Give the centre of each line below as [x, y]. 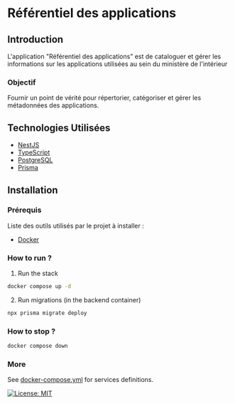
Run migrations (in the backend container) [79, 299]
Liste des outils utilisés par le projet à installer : [76, 225]
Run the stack [38, 273]
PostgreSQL [35, 160]
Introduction [35, 39]
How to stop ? [31, 331]
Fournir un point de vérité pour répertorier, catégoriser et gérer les [104, 98]
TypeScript [34, 153]
